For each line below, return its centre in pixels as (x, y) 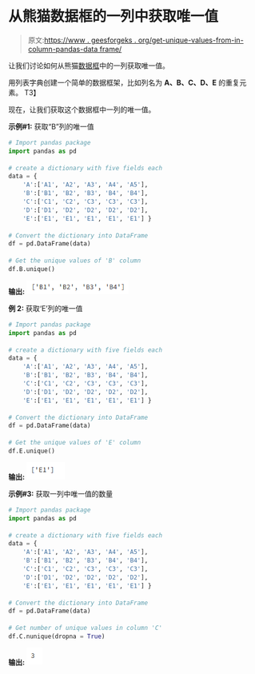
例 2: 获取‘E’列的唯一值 (46, 308)
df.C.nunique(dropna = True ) (57, 636)
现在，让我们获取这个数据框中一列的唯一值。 (82, 110)
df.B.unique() (32, 269)
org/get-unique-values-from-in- (191, 40)
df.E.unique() (32, 451)
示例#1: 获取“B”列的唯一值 (51, 126)
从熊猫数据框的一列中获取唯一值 (114, 16)
